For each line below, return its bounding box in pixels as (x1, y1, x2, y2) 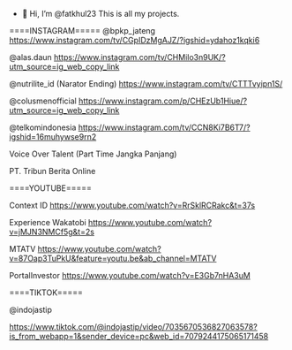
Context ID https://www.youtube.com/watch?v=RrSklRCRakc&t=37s (9, 200, 256, 210)
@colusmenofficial (9, 95, 77, 106)
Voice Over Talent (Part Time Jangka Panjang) (9, 148, 177, 159)
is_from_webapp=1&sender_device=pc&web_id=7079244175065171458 (9, 331, 269, 341)
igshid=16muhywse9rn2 (9, 132, 97, 141)
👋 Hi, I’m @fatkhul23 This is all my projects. (21, 9, 180, 19)
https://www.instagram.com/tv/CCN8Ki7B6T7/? (78, 122, 251, 133)
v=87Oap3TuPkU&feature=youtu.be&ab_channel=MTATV (9, 253, 217, 263)
